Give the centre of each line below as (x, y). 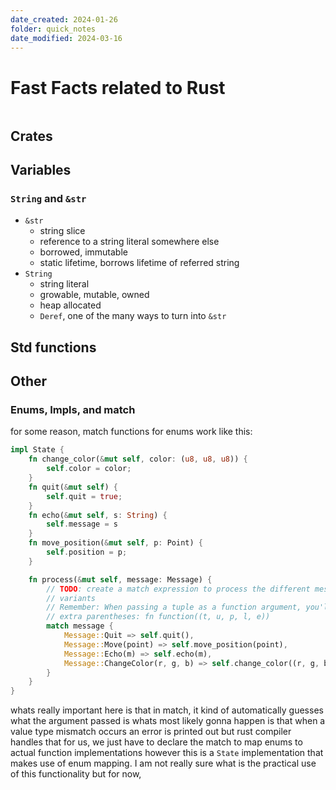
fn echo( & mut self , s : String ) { (98, 515)
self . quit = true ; (84, 496)
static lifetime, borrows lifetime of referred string (139, 263)
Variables (41, 170)
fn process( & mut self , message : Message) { (120, 579)
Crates (31, 136)
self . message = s (82, 524)
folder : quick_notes (53, 29)
